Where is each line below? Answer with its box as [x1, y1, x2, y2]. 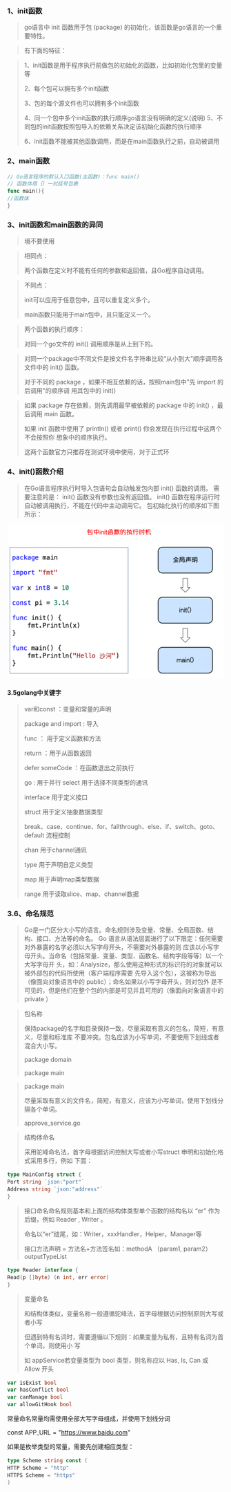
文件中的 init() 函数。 [23, 363, 83, 371]
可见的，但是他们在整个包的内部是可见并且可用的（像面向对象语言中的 [23, 987, 224, 995]
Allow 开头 [23, 1364, 54, 1373]
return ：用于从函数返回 [23, 749, 92, 758]
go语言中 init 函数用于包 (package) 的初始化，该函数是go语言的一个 [23, 23, 217, 32]
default [23, 831, 45, 839]
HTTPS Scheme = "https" [7, 1471, 76, 1479]
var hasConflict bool [7, 1386, 70, 1394]
